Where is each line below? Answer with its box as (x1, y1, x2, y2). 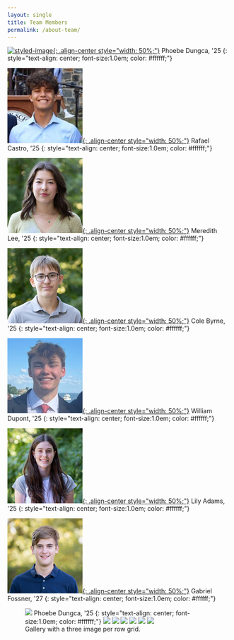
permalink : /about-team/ (7, 26, 81, 33)
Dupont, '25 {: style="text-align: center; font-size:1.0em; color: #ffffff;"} (7, 414, 215, 423)
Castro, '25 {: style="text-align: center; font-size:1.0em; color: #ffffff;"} (7, 144, 213, 153)
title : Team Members (7, 18, 69, 26)
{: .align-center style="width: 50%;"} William (82, 407, 213, 415)
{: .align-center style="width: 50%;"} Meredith (82, 227, 218, 235)
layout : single (7, 11, 52, 18)
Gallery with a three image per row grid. (25, 625, 141, 634)
